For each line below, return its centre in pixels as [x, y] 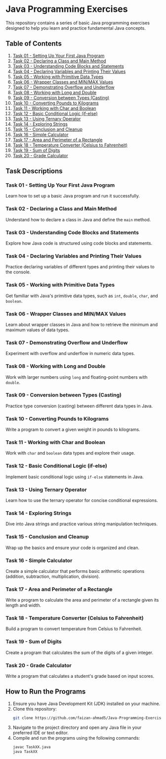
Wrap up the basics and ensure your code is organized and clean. [73, 548]
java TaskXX [25, 752]
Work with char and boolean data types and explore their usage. [70, 453]
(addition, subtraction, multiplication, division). [53, 576]
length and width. [23, 606]
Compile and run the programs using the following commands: [76, 738]
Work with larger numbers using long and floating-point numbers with [77, 377]
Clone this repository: [35, 708]
